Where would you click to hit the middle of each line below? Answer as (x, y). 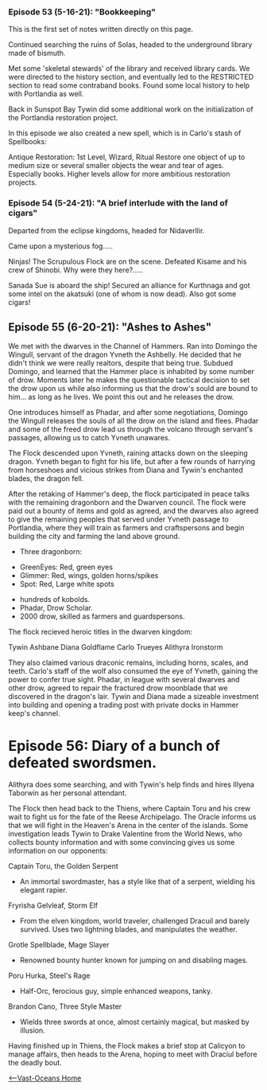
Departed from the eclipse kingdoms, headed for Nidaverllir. (106, 230)
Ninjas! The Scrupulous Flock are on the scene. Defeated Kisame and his (128, 261)
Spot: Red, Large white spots (67, 584)
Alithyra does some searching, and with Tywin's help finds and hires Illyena (132, 785)
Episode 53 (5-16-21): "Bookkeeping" (82, 12)
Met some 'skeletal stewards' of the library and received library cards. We (129, 68)
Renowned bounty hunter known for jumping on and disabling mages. (134, 960)
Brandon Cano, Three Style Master (65, 1006)
